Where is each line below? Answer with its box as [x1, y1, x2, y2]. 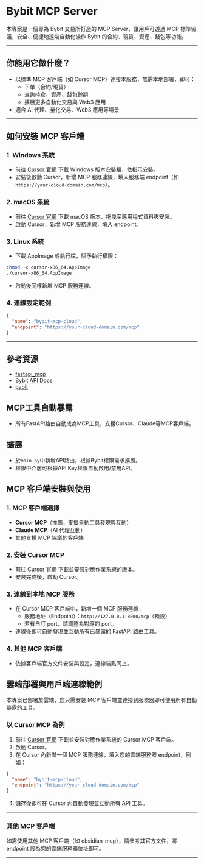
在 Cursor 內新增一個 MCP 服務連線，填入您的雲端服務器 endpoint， [15, 751, 186, 758]
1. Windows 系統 [6, 151, 55, 160]
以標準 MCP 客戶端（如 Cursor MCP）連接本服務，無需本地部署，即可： [15, 75, 196, 83]
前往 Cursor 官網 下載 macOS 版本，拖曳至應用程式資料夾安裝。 [15, 213, 175, 220]
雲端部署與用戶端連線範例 [6, 679, 102, 689]
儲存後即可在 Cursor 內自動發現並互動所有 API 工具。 [15, 799, 148, 807]
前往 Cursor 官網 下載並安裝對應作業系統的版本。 [15, 565, 138, 573]
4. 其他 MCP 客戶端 [6, 645, 63, 653]
